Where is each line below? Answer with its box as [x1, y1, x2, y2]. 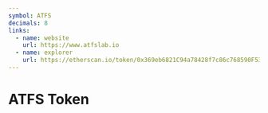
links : [8, 26, 30, 34]
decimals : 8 [8, 19, 48, 27]
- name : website [15, 33, 69, 42]
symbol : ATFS [8, 11, 52, 20]
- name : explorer [15, 49, 73, 56]
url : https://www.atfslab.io [22, 41, 120, 49]
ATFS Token [8, 91, 89, 108]
